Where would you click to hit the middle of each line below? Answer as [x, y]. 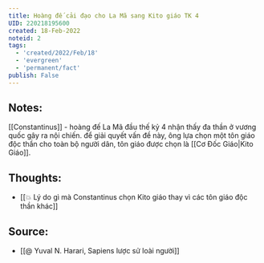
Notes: [25, 108]
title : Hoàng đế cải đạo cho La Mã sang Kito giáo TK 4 [104, 16]
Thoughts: [35, 178]
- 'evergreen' [39, 61]
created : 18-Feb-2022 [45, 30]
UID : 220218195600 [39, 23]
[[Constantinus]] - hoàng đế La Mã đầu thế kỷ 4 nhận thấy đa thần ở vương [132, 127]
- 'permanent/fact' [48, 68]
